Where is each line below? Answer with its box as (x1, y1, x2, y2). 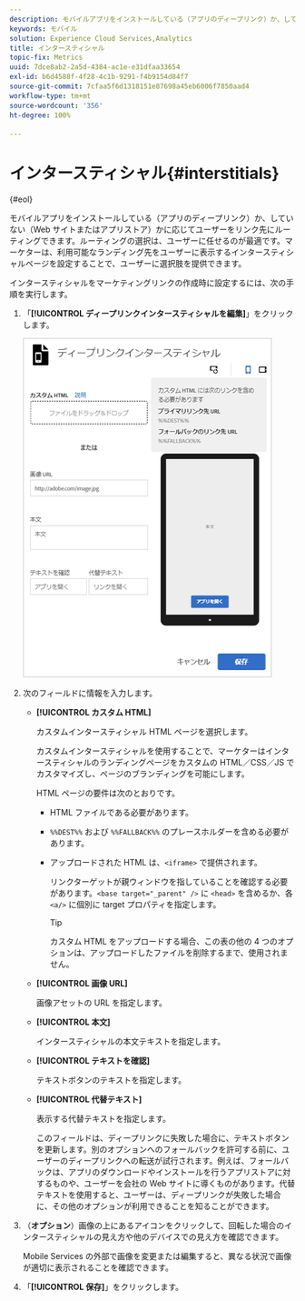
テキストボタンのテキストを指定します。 (35, 1075, 187, 1086)
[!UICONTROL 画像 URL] (35, 978, 129, 989)
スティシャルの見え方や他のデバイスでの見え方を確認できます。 (46, 1232, 284, 1243)
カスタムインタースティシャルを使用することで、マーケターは (35, 746, 266, 756)
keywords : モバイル (9, 24, 78, 34)
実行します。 (25, 289, 73, 300)
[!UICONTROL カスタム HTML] (35, 707, 152, 718)
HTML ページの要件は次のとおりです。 (35, 787, 180, 799)
